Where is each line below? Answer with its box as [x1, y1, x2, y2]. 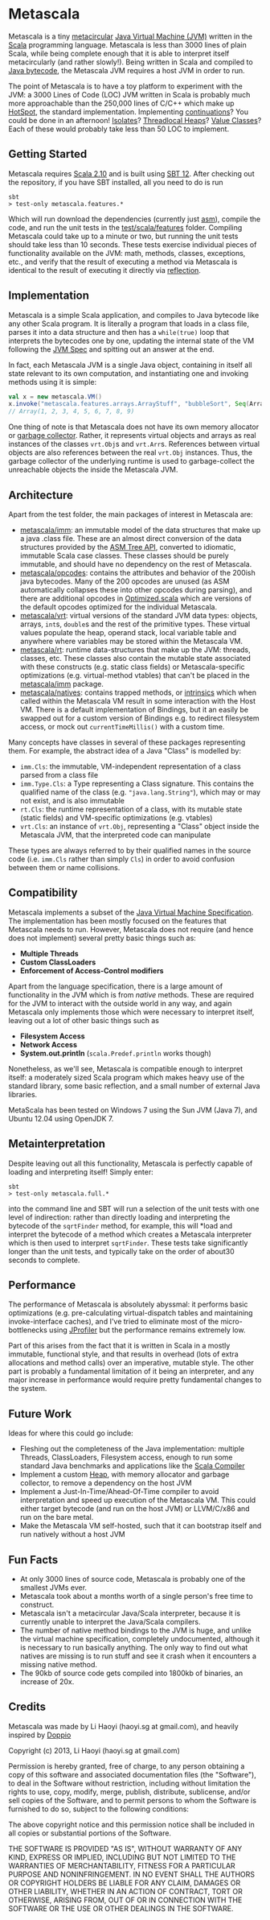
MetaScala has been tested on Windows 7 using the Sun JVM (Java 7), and [8, 1105, 258, 1115]
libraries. [8, 1089, 38, 1099]
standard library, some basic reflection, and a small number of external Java [8, 1080, 260, 1091]
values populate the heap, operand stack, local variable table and [19, 628, 237, 637]
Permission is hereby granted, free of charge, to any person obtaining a [8, 1761, 245, 1771]
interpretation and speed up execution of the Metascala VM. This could [19, 1495, 256, 1505]
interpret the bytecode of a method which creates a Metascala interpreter [8, 1229, 252, 1239]
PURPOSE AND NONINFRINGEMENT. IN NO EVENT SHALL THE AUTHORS [8, 1869, 256, 1879]
